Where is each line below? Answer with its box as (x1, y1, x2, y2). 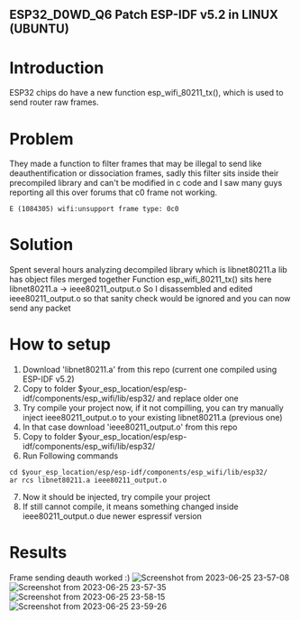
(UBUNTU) (9, 22, 69, 37)
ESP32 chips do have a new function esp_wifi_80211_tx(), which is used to (9, 88, 284, 98)
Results (9, 542, 68, 563)
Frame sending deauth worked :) (9, 572, 131, 583)
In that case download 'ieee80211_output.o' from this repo (22, 421, 238, 432)
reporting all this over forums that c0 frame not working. (9, 187, 218, 198)
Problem (9, 128, 74, 149)
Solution (9, 235, 74, 255)
